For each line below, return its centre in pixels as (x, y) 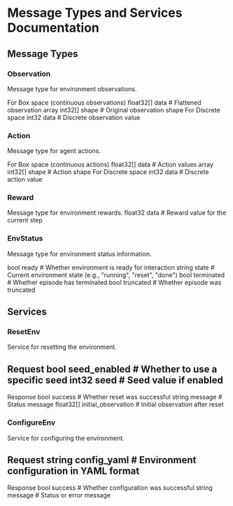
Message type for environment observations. (72, 88)
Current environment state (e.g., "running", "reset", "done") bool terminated (116, 274)
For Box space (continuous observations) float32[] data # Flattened (104, 102)
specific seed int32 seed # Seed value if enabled (115, 380)
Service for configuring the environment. (66, 438)
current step (25, 220)
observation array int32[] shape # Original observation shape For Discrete (114, 109)
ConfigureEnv (31, 422)
